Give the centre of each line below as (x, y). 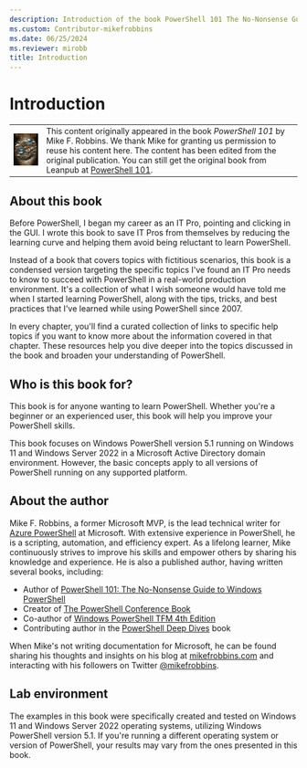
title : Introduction (49, 58)
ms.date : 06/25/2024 (49, 38)
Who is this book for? (71, 384)
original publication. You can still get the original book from (156, 160)
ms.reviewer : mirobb (49, 48)
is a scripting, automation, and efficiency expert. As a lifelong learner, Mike (150, 542)
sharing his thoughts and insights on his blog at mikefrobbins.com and (142, 655)
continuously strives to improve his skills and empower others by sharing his (153, 552)
